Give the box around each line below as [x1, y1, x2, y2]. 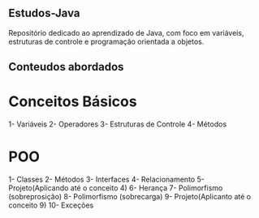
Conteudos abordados [8, 60, 124, 74]
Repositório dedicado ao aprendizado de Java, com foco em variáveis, [8, 28, 244, 37]
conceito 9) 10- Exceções [8, 200, 94, 210]
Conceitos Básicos [8, 92, 137, 111]
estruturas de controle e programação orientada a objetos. [8, 36, 205, 46]
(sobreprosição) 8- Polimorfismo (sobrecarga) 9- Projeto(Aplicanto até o [8, 192, 252, 202]
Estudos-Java [8, 6, 80, 20]
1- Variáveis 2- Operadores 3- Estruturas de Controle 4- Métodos [8, 119, 227, 129]
